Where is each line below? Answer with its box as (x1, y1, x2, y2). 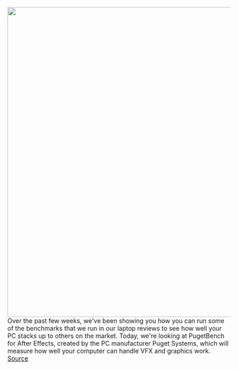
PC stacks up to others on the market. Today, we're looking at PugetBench (7, 331, 225, 340)
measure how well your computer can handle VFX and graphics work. (7, 347, 211, 355)
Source (7, 354, 28, 363)
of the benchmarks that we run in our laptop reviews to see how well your (7, 324, 222, 332)
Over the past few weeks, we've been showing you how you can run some (7, 317, 225, 325)
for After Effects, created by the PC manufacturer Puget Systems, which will (7, 339, 229, 347)
